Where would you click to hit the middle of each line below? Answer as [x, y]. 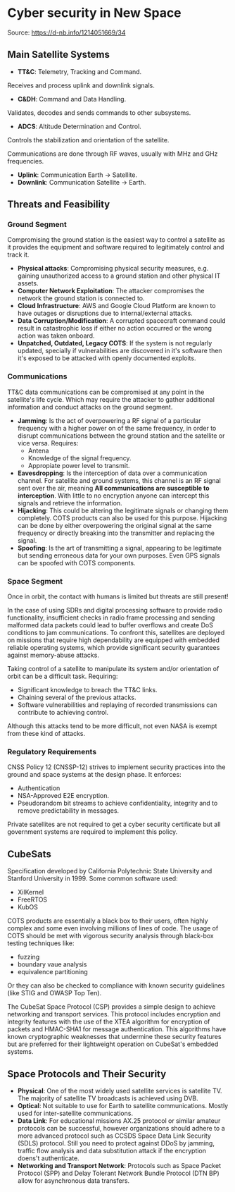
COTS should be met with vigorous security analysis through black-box [110, 936]
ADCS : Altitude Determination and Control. [80, 126]
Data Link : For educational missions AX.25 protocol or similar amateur [119, 1120]
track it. [18, 254]
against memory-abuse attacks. [53, 655]
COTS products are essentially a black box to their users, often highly [108, 921]
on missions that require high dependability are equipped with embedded [114, 640]
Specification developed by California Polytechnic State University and [110, 871]
